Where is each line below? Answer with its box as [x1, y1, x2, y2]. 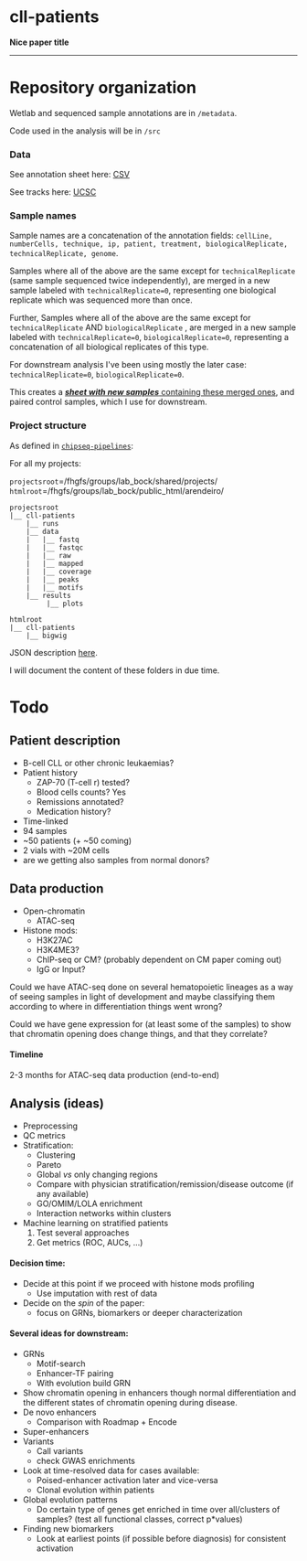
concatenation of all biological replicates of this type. [9, 341, 209, 353]
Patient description [9, 733, 121, 749]
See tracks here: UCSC [9, 187, 97, 198]
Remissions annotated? [36, 796, 125, 807]
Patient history [22, 766, 78, 778]
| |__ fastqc [26, 542, 84, 552]
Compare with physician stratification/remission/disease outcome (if [36, 1178, 294, 1190]
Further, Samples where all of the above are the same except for [9, 313, 251, 324]
